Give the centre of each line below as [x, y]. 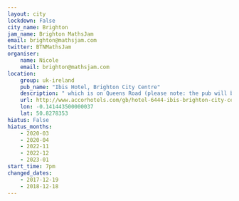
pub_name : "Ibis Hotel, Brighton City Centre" [90, 87]
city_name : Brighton [38, 27]
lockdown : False [31, 21]
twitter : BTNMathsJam [39, 47]
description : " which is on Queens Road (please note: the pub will [124, 93]
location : [22, 73]
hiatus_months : [30, 127]
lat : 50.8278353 [44, 113]
